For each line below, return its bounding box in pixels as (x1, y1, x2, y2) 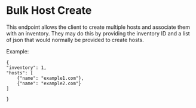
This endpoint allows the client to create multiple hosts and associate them (6, 23, 190, 31)
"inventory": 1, (6, 64, 47, 71)
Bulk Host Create (6, 4, 92, 17)
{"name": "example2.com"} (17, 80, 82, 86)
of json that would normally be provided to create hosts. (6, 36, 145, 43)
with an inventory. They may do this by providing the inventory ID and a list (6, 29, 190, 37)
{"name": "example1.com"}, (17, 75, 84, 81)
